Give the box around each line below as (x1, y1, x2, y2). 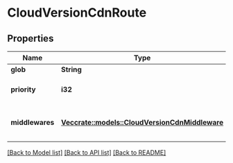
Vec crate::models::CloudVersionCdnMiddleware (61, 118, 224, 127)
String (61, 65, 82, 74)
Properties (7, 33, 54, 44)
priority (10, 85, 36, 94)
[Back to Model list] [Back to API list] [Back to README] (7, 148, 166, 157)
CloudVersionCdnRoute (7, 5, 147, 21)
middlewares (10, 118, 55, 127)
